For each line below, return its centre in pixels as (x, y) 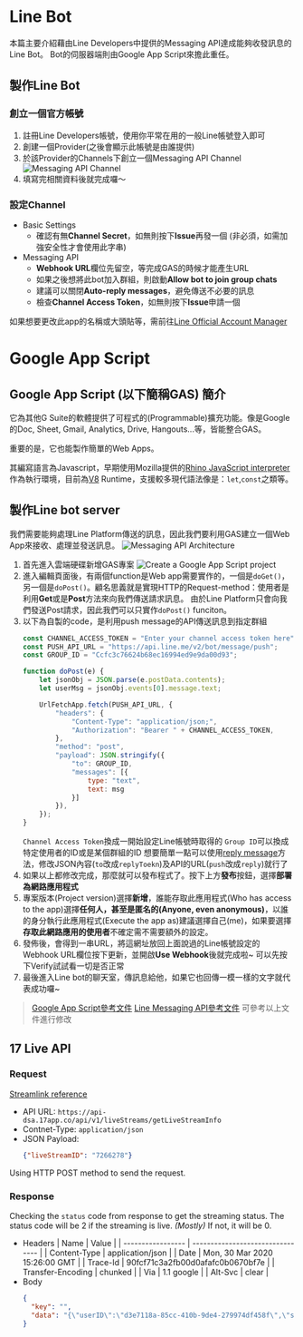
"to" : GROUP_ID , (102, 764)
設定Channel (38, 204)
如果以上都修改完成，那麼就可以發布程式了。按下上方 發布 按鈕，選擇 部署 (157, 875)
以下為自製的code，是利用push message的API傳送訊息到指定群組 (145, 621)
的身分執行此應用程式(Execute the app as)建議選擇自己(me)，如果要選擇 (157, 921)
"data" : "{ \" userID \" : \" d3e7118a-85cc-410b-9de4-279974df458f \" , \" (161, 1315)
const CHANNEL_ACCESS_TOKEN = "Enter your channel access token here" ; (160, 638)
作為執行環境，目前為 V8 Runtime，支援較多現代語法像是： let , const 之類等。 (151, 479)
